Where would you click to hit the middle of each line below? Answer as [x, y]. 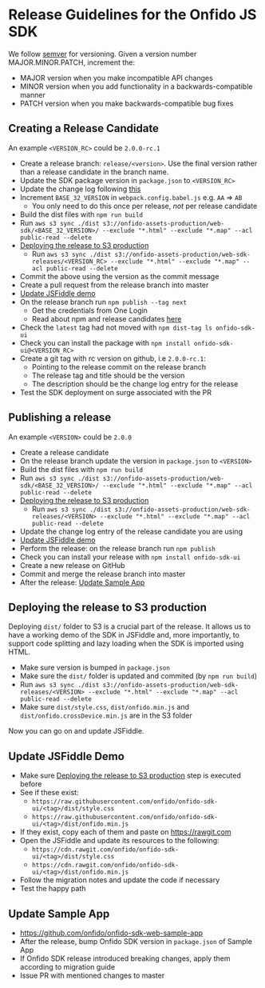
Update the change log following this [80, 189]
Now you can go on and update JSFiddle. [76, 731]
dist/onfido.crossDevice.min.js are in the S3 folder [106, 716]
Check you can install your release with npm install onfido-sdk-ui [130, 557]
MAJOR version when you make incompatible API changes [116, 78]
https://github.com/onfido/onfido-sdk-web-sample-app [111, 933]
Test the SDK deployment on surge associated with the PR [116, 392]
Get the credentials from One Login [89, 310]
